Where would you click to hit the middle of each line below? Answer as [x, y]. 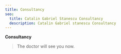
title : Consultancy [25, 9]
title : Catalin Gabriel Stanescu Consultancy [56, 18]
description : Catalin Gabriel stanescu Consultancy [63, 23]
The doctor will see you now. [46, 46]
